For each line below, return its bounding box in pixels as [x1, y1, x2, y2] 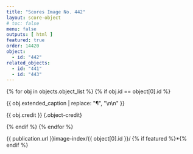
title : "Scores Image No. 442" [6, 9, 86, 15]
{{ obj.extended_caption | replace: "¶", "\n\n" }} [6, 100, 125, 107]
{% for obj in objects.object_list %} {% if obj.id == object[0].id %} [6, 88, 171, 95]
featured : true [6, 37, 45, 43]
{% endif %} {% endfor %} [6, 123, 74, 131]
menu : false [6, 26, 37, 32]
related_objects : [6, 60, 51, 66]
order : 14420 [6, 43, 40, 49]
